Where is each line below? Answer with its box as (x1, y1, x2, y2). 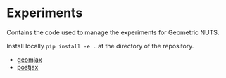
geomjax (16, 55, 43, 64)
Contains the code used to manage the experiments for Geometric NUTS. (6, 28, 220, 37)
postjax (16, 63, 39, 71)
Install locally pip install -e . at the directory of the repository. (6, 41, 194, 50)
